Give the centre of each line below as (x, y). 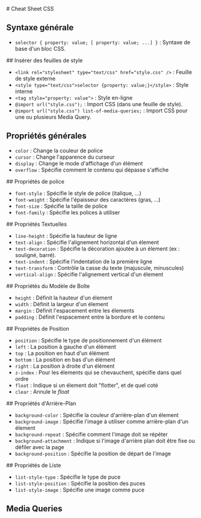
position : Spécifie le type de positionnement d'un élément (88, 340)
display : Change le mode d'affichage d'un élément (79, 163)
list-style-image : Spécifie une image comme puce (79, 490)
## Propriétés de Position (38, 328)
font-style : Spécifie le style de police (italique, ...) (78, 193)
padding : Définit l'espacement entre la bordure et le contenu (90, 317)
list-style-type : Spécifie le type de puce (68, 477)
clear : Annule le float (42, 391)
